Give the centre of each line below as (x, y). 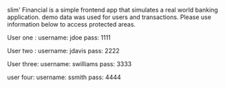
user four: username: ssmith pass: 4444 (64, 77)
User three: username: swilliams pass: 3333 (69, 64)
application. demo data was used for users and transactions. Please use (109, 17)
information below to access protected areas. (72, 24)
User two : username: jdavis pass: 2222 (63, 51)
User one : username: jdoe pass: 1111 (59, 38)
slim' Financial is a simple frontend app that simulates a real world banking (112, 10)
